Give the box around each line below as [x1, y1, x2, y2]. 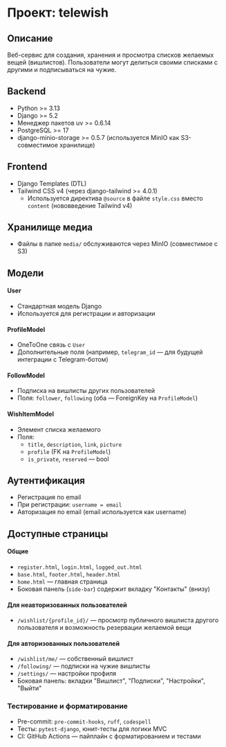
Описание [7, 33, 53, 44]
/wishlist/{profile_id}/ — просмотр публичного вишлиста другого [17, 616, 219, 624]
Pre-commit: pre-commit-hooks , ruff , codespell [17, 717, 151, 726]
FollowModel [7, 371, 45, 379]
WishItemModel [7, 410, 54, 419]
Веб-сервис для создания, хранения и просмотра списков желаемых [7, 51, 214, 59]
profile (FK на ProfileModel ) [27, 447, 111, 455]
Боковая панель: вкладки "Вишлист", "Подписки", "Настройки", [17, 677, 205, 685]
